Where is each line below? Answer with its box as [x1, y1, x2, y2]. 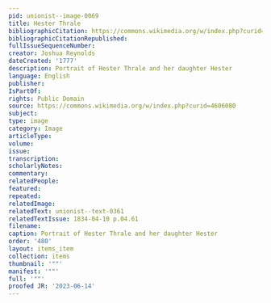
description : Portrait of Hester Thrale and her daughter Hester [8, 65, 232, 73]
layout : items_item [8, 245, 74, 253]
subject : [8, 110, 38, 118]
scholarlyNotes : [8, 162, 63, 170]
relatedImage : [8, 200, 56, 208]
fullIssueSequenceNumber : [8, 42, 95, 50]
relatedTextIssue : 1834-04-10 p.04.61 [8, 215, 139, 223]
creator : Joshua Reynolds [8, 49, 95, 57]
